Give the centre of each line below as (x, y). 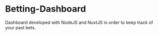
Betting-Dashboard (46, 9)
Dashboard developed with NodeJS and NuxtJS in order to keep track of (79, 22)
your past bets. (21, 27)
